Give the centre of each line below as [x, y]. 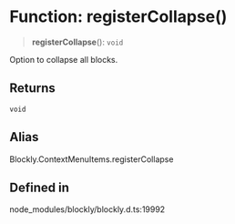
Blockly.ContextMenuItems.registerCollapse [92, 159]
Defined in [40, 187]
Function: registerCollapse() [118, 17]
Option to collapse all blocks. [64, 59]
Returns [33, 88]
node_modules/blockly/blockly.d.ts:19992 [87, 209]
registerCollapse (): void [77, 42]
